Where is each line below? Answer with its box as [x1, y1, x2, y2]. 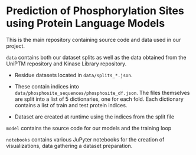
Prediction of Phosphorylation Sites [6, 4, 184, 18]
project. [6, 42, 25, 50]
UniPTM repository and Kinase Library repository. [6, 60, 127, 67]
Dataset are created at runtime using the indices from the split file [14, 113, 175, 120]
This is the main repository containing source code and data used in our [6, 36, 181, 43]
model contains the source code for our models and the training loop [6, 124, 172, 131]
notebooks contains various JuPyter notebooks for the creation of [6, 136, 165, 143]
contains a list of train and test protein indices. [14, 101, 128, 108]
